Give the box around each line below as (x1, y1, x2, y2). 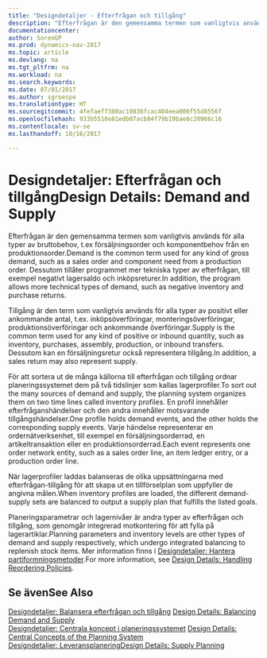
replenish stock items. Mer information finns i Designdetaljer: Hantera (8, 546, 236, 555)
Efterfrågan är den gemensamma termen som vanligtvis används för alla (8, 231, 245, 241)
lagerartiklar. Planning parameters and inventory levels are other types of (8, 529, 246, 539)
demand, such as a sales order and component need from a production (8, 256, 242, 266)
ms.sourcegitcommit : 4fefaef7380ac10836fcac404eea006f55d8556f (8, 108, 222, 116)
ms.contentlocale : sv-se (8, 122, 91, 130)
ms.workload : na (8, 71, 62, 79)
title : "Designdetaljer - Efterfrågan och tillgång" (8, 11, 187, 20)
